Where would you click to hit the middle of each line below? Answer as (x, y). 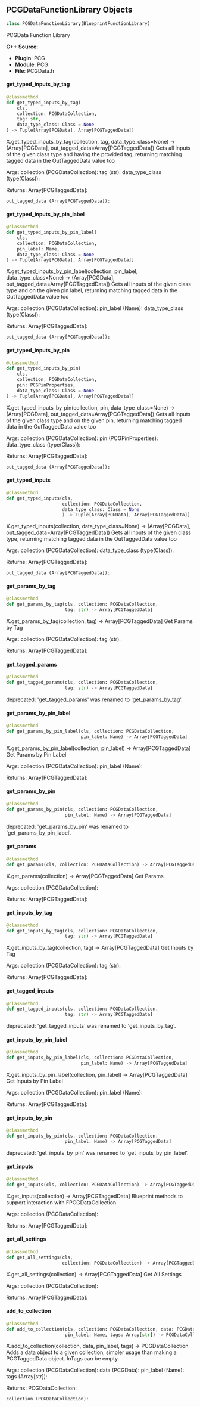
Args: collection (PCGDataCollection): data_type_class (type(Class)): (90, 550)
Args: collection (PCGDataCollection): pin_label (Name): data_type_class (95, 308)
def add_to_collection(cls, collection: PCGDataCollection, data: (90, 1329)
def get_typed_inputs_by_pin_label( (51, 233)
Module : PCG (32, 64)
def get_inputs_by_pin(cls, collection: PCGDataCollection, (82, 1136)
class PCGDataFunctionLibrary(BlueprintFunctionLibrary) (78, 23)
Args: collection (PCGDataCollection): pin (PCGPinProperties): (82, 438)
